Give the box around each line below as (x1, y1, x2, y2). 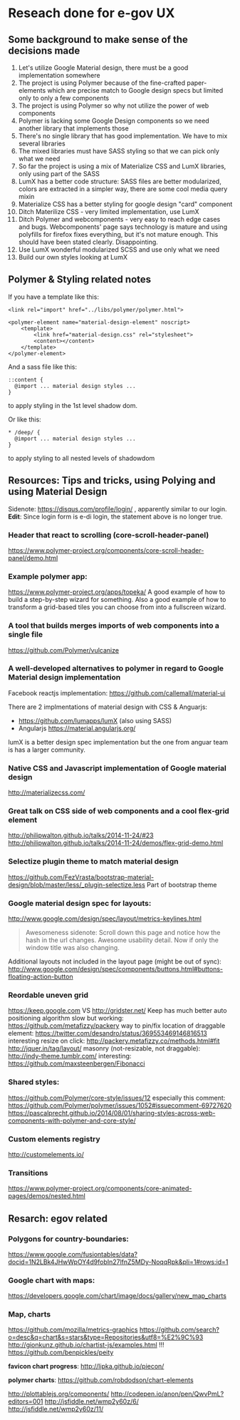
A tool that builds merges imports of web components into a (8, 620, 220, 630)
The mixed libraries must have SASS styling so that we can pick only (18, 147, 220, 155)
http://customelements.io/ (8, 1150, 85, 1158)
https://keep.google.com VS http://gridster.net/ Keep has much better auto (8, 1006, 227, 1015)
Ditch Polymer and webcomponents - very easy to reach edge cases (18, 215, 221, 223)
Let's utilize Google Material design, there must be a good (18, 63, 189, 72)
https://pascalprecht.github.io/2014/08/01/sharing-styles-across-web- (8, 1108, 216, 1117)
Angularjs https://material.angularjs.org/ (18, 724, 136, 732)
